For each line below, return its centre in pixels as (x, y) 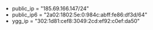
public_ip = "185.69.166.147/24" (51, 9)
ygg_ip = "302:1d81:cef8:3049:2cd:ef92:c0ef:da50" (76, 21)
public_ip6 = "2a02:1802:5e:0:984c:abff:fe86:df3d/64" (79, 15)
